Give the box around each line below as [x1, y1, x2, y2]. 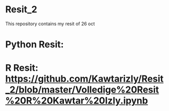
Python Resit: [5, 39, 64, 50]
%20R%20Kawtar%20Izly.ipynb [5, 95, 149, 106]
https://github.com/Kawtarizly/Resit [5, 73, 164, 85]
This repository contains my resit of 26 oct [5, 21, 95, 27]
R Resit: [5, 62, 38, 74]
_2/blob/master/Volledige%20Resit [5, 84, 159, 96]
